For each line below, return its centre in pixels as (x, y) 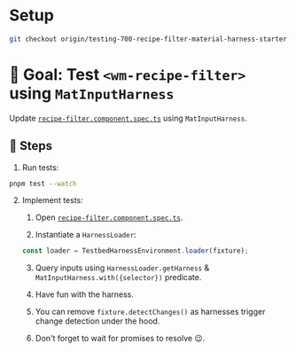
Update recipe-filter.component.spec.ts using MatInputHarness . (129, 118)
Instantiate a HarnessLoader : (86, 235)
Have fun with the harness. (85, 294)
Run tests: (40, 167)
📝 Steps (31, 146)
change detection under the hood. (97, 321)
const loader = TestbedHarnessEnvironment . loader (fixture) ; (135, 251)
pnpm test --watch (43, 184)
